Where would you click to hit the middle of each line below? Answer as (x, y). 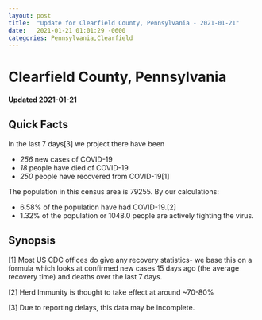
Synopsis (32, 241)
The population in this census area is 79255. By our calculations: (114, 191)
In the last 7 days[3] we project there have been (87, 143)
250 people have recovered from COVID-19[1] (94, 176)
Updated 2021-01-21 (42, 100)
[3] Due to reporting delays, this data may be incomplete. (102, 307)
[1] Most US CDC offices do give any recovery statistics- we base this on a (130, 260)
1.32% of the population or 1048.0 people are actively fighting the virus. (137, 215)
